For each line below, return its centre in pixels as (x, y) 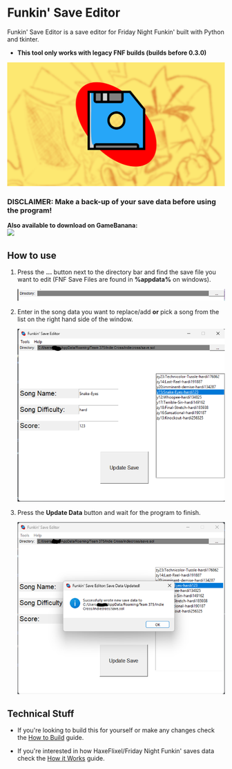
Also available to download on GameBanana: (72, 226)
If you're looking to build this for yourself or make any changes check (116, 730)
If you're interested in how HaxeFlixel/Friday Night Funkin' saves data (116, 751)
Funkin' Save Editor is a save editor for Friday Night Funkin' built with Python (116, 32)
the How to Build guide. (50, 738)
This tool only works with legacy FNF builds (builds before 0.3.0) (112, 53)
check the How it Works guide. (61, 759)
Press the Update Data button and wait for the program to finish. (109, 512)
